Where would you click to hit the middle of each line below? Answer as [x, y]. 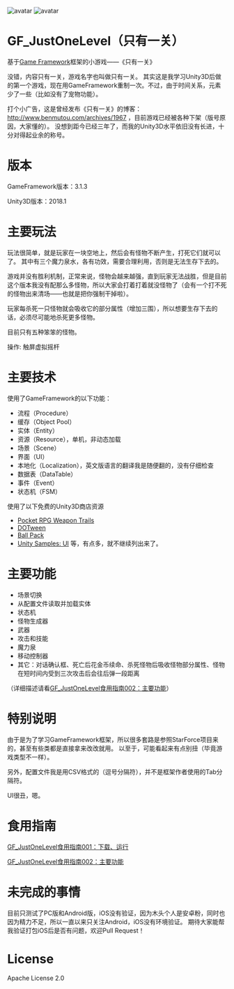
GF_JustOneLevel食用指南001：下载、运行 [68, 847]
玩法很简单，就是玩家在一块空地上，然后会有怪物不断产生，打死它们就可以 [114, 252]
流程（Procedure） [45, 413]
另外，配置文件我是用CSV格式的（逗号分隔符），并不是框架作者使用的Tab [112, 771]
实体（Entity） [38, 430]
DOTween [32, 527]
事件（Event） [38, 483]
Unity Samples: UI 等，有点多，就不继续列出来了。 [89, 543]
